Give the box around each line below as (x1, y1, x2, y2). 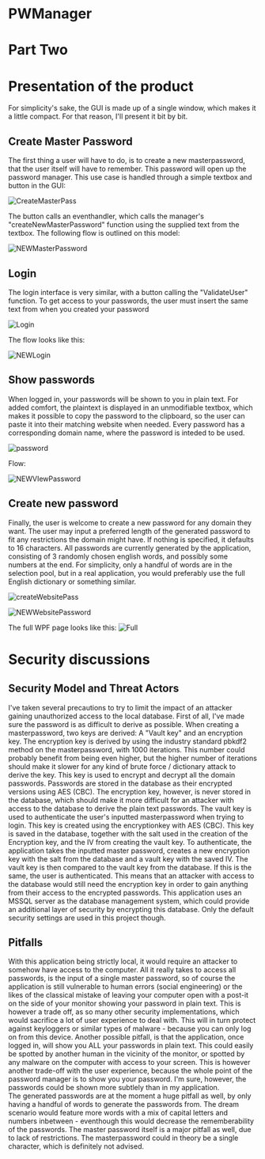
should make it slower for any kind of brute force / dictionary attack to (8, 761, 236, 771)
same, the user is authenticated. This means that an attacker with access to (8, 871, 255, 881)
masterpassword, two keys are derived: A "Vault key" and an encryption (8, 728, 244, 737)
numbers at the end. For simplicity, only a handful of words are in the (8, 559, 233, 570)
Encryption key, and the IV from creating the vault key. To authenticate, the (8, 837, 252, 847)
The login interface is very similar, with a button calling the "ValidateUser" (8, 287, 248, 297)
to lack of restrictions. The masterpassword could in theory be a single (8, 1133, 239, 1143)
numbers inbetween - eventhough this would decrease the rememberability (8, 1116, 255, 1126)
